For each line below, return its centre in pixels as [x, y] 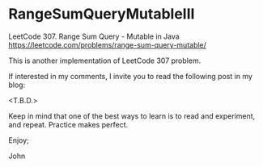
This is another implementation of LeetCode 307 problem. [105, 61]
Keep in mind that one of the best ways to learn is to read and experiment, [132, 116]
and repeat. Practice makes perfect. [68, 124]
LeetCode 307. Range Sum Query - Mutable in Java [94, 36]
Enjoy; [19, 140]
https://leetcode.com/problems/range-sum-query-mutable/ [107, 44]
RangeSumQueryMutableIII [102, 14]
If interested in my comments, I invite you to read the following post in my [131, 76]
